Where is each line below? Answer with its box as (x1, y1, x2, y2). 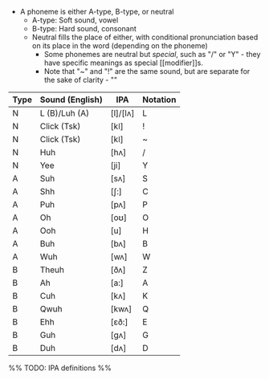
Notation (141, 94, 177, 105)
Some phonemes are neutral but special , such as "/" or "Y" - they (43, 50, 261, 59)
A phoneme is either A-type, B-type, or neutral (19, 7, 174, 16)
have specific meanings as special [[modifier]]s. (43, 58, 203, 67)
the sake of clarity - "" (43, 75, 118, 84)
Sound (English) (39, 94, 103, 105)
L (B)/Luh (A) (39, 108, 90, 119)
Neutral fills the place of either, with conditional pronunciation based (31, 32, 259, 42)
